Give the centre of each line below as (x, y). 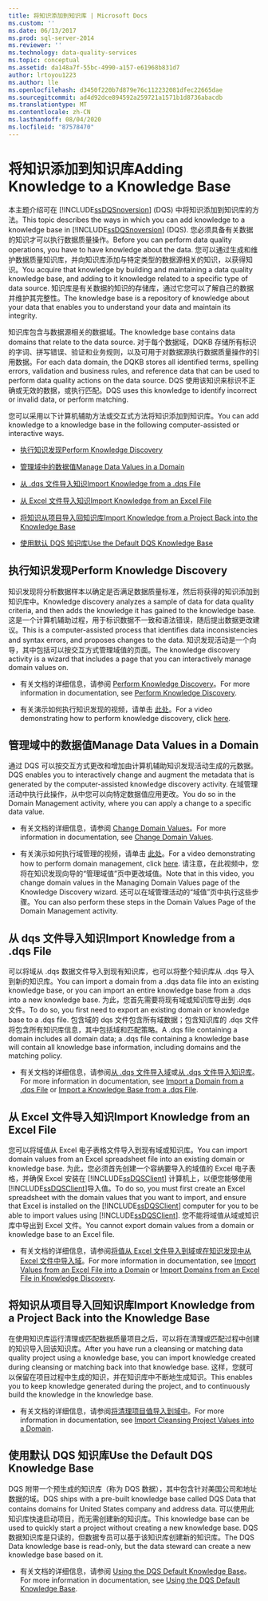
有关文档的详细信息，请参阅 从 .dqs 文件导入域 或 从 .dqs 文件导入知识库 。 (139, 1072)
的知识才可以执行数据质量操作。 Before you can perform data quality (120, 240)
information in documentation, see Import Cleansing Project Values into (137, 1420)
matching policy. (35, 1056)
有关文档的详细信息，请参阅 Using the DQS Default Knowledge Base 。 (135, 1571)
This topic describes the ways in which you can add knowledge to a (134, 220)
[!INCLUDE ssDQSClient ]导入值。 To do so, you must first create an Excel (127, 1188)
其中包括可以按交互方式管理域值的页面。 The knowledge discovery (131, 650)
